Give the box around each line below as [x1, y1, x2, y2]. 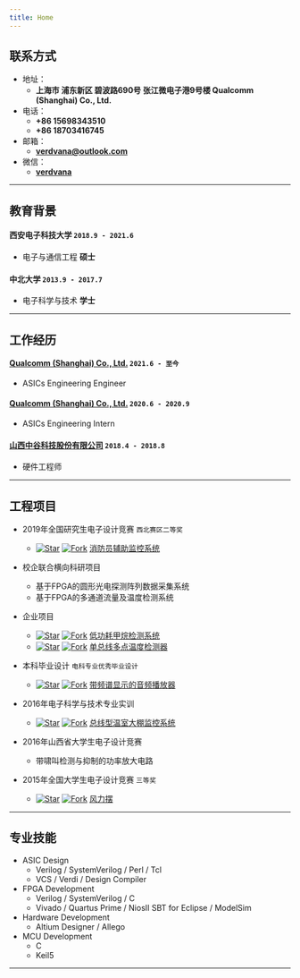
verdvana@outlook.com [35, 146, 128, 157]
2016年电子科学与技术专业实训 [21, 699, 135, 710]
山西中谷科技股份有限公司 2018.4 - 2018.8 [9, 439, 165, 450]
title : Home [9, 13, 54, 22]
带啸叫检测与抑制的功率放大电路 [35, 755, 154, 766]
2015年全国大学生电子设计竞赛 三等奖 [21, 775, 156, 786]
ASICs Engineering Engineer [21, 378, 127, 388]
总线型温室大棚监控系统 [88, 718, 176, 728]
